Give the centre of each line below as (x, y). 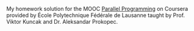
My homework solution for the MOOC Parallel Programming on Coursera (97, 9)
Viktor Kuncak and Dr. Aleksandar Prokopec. (62, 22)
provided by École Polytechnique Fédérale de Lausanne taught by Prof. (95, 15)
